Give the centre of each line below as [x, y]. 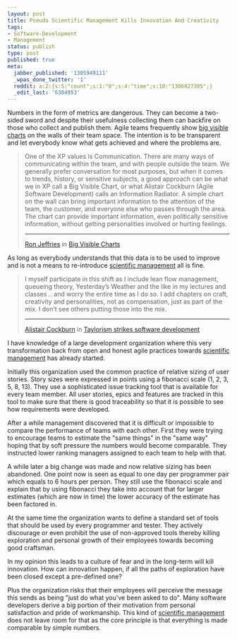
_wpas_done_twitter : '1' [50, 79]
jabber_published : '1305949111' [61, 73]
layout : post [26, 14]
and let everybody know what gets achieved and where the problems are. [114, 143]
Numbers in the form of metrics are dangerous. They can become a [105, 113]
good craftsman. [31, 548]
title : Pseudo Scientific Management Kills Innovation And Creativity [113, 20]
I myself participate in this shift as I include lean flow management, [121, 279]
